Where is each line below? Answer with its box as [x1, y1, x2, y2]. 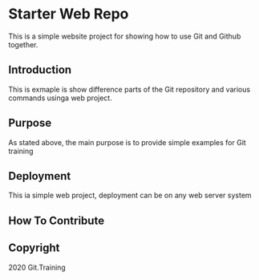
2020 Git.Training [8, 262, 66, 272]
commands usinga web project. [8, 93, 112, 103]
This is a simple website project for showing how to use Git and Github [8, 31, 241, 41]
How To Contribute [8, 213, 105, 227]
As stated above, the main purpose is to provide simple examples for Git [8, 137, 246, 147]
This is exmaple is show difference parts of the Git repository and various [8, 84, 251, 94]
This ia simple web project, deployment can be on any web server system [8, 190, 252, 201]
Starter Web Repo [8, 5, 129, 23]
